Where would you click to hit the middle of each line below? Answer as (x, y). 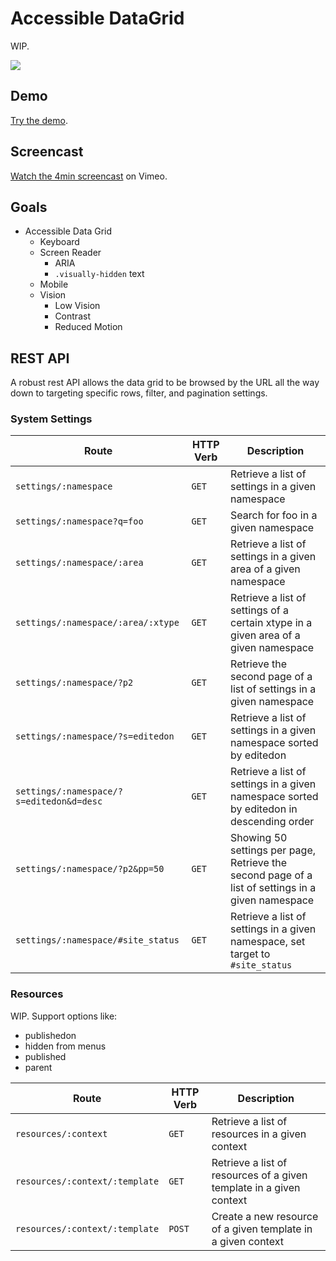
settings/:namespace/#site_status (97, 940)
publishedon (50, 1035)
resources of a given (259, 1175)
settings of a (259, 610)
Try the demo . (39, 120)
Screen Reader (70, 253)
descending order (272, 822)
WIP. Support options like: (64, 1016)
